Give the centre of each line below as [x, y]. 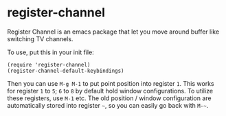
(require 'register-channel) [49, 65]
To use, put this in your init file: [50, 52]
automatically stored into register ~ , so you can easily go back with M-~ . [108, 105]
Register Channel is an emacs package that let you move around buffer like [113, 32]
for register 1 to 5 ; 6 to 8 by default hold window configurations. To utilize [110, 91]
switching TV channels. [40, 38]
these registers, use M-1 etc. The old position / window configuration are [109, 98]
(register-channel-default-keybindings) [66, 71]
